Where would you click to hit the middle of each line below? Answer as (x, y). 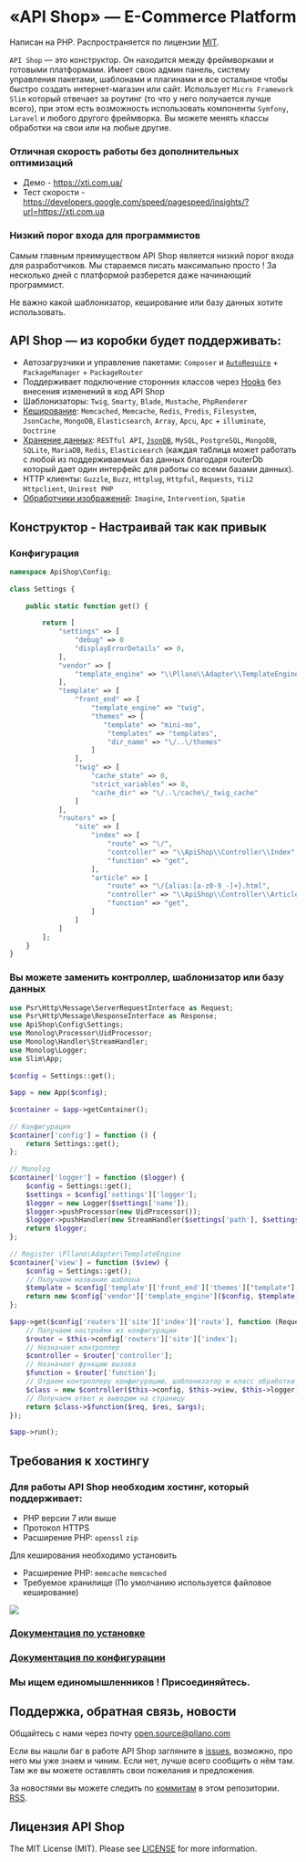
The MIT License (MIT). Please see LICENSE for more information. (133, 1849)
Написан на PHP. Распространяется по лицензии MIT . (115, 42)
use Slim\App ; (36, 1058)
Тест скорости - (54, 193)
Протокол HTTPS (56, 1528)
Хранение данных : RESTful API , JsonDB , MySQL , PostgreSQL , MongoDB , (149, 440)
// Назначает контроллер (73, 1347)
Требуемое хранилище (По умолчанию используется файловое (147, 1583)
